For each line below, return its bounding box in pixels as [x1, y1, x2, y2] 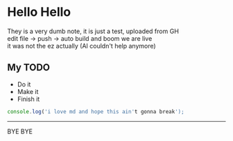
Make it [17, 87, 39, 95]
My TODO [7, 62, 51, 73]
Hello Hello [7, 4, 71, 20]
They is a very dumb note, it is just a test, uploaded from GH [7, 27, 179, 35]
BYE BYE [7, 127, 33, 135]
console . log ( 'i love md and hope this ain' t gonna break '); [7, 108, 185, 115]
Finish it [17, 95, 40, 103]
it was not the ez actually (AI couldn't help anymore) [7, 41, 156, 50]
